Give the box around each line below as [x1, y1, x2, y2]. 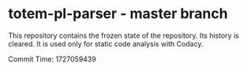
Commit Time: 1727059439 [8, 54, 96, 64]
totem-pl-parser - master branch [8, 5, 228, 23]
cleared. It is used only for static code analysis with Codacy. [8, 39, 204, 48]
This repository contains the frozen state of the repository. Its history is [8, 31, 239, 40]
